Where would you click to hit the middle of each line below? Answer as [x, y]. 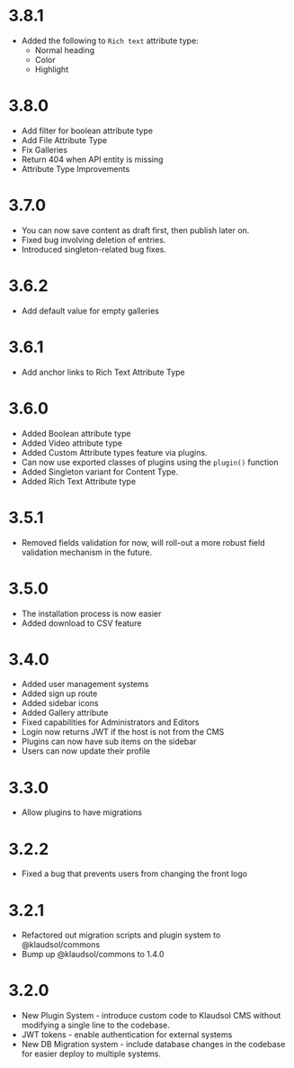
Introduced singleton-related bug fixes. [94, 249]
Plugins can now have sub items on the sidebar [109, 742]
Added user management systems [85, 684]
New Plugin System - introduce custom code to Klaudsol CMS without [151, 1016]
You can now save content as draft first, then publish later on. [135, 230]
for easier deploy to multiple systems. [91, 1054]
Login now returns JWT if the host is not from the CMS [123, 732]
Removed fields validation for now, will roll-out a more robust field [143, 542]
